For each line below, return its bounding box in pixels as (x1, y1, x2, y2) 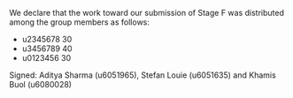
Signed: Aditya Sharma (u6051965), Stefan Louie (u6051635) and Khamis (9, 70, 276, 80)
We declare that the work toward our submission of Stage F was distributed (9, 8, 285, 18)
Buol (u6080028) (9, 79, 73, 89)
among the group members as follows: (9, 17, 150, 27)
